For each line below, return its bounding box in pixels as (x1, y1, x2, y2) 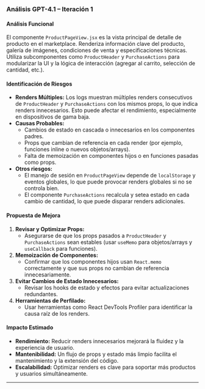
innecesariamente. (24, 271, 71, 278)
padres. (24, 133, 44, 140)
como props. (24, 158, 57, 166)
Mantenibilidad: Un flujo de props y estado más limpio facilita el (15, 350, 177, 358)
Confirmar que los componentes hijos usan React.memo (24, 257, 162, 265)
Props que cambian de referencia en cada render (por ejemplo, (24, 139, 183, 147)
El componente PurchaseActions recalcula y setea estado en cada (24, 191, 190, 199)
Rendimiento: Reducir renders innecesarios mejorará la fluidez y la (15, 337, 184, 344)
